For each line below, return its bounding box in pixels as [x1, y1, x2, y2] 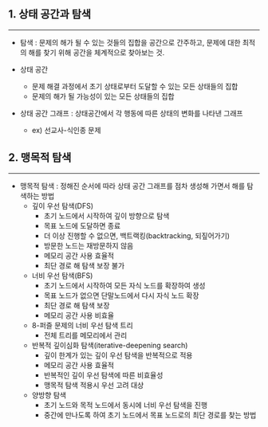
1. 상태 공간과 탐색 [8, 7, 92, 22]
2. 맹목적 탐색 [8, 151, 72, 165]
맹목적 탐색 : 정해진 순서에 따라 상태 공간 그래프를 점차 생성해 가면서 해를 [19, 181, 246, 190]
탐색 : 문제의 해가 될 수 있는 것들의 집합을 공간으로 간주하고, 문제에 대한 [19, 37, 241, 47]
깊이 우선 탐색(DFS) [31, 201, 94, 210]
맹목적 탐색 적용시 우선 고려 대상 [43, 380, 144, 390]
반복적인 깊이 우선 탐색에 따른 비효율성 [43, 370, 164, 380]
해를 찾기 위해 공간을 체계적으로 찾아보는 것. [28, 47, 165, 57]
